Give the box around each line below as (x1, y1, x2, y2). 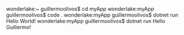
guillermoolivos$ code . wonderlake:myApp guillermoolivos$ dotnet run (6, 11, 179, 18)
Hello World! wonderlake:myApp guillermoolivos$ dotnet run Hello (6, 18, 166, 24)
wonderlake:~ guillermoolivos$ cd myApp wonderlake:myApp (6, 6, 154, 12)
